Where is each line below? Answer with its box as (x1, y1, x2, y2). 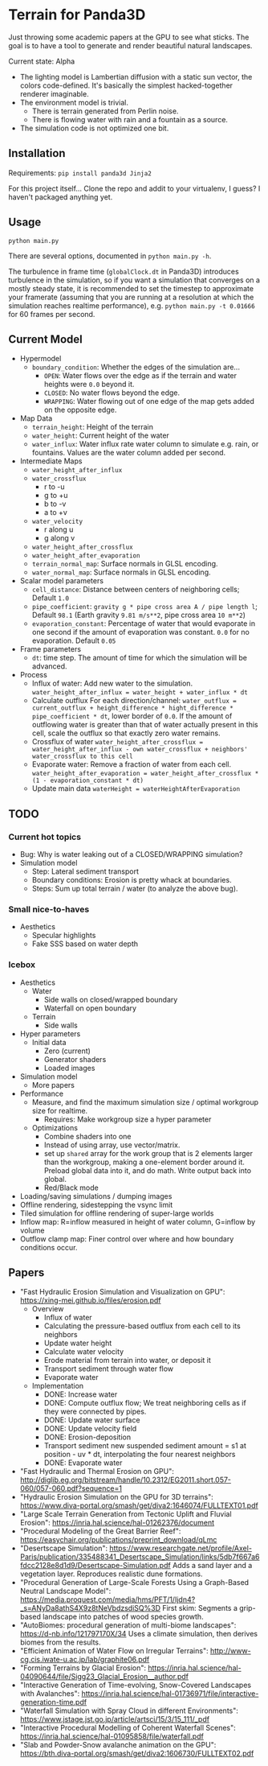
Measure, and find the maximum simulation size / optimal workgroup (31, 1097, 259, 1107)
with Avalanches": (19, 1689, 80, 1698)
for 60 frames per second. (8, 309, 95, 319)
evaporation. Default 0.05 (31, 636, 116, 645)
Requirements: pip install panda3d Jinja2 (8, 167, 152, 178)
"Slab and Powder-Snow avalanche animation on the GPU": (19, 1740, 217, 1750)
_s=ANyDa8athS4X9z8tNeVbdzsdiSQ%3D (19, 1603, 160, 1613)
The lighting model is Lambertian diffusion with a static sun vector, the (19, 72, 253, 81)
